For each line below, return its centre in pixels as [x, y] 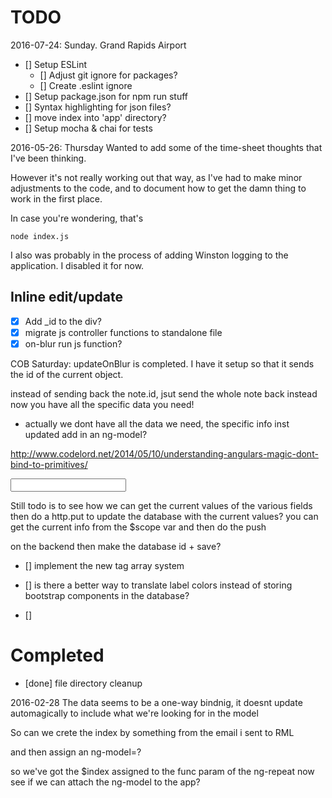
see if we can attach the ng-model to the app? [105, 782]
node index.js [40, 236]
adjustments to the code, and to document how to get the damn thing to [158, 188]
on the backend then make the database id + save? [116, 546]
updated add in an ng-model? [86, 434]
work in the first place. [56, 198]
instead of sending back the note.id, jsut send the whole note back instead [164, 393]
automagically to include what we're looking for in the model [134, 713]
